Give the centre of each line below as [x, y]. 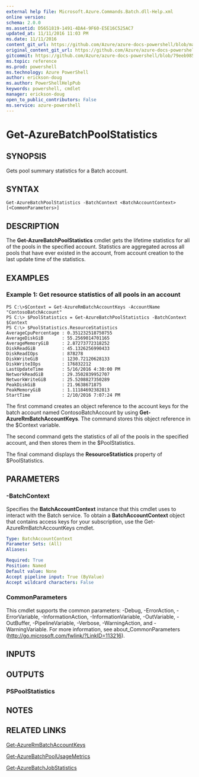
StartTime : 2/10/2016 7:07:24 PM [63, 395]
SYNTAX [23, 189]
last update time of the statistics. [46, 259]
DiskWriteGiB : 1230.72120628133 [58, 359]
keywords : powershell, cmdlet [44, 89]
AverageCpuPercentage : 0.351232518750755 [59, 333]
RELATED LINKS [36, 731]
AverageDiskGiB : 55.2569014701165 [58, 338]
